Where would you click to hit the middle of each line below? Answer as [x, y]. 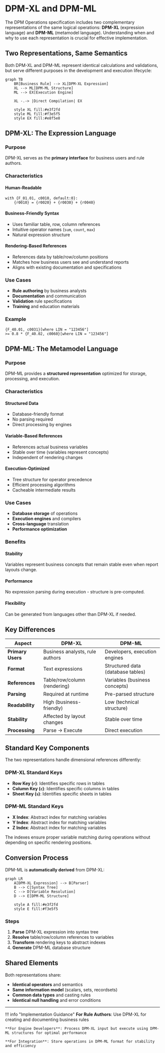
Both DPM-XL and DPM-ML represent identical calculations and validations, [82, 65]
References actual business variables [50, 447]
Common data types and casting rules [51, 995]
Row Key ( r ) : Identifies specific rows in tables [58, 783]
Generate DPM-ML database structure [51, 947]
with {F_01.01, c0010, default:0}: [41, 198]
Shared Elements [32, 963]
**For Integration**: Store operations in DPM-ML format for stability [80, 1041]
